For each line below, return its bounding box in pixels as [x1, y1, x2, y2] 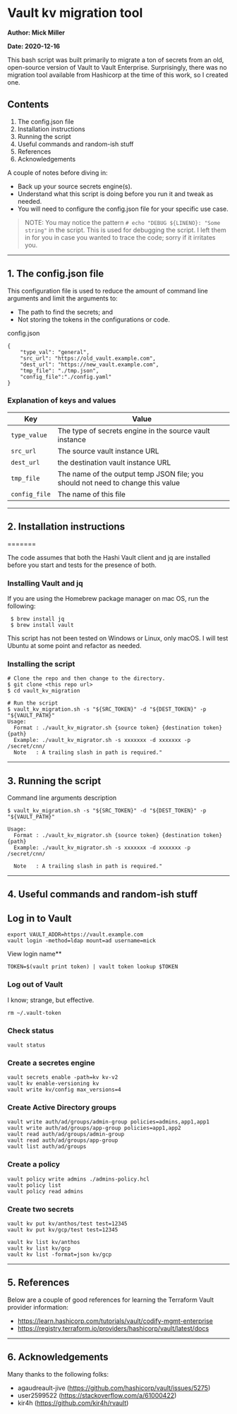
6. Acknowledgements [7, 1351, 109, 1363]
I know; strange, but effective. [7, 996, 95, 1004]
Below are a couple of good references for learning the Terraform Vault [7, 1296, 214, 1304]
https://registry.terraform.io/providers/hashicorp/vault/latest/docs [17, 1324, 209, 1332]
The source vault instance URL [57, 446, 160, 456]
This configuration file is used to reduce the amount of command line [7, 286, 208, 295]
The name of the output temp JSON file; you [57, 469, 204, 479]
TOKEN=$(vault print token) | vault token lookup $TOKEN [7, 963, 178, 970]
